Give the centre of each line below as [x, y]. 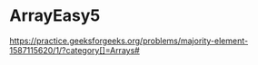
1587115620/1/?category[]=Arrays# [75, 50]
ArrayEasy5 [55, 16]
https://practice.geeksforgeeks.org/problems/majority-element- [129, 41]
